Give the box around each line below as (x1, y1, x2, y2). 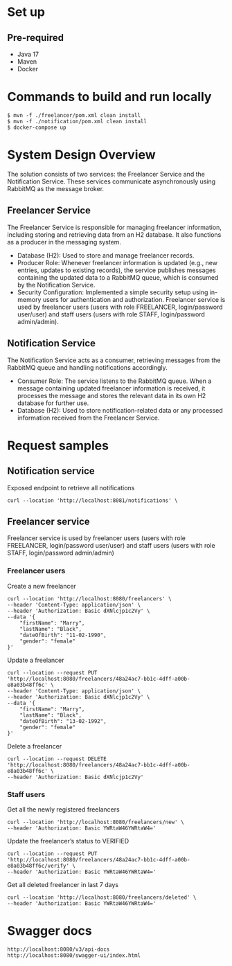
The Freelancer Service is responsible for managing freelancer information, (7, 223, 222, 231)
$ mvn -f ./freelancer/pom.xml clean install (7, 111, 141, 118)
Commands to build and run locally (7, 89, 212, 105)
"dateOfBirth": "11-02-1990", (19, 632, 107, 638)
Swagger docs (7, 923, 92, 939)
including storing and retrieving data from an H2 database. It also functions (7, 230, 222, 239)
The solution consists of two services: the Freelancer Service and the (7, 170, 206, 178)
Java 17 (17, 50, 39, 58)
